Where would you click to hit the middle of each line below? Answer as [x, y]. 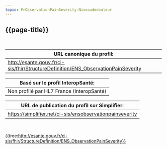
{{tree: [12, 136]
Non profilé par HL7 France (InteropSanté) [57, 91]
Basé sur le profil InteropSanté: [57, 83]
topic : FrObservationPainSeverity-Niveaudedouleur [59, 10]
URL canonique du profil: [83, 54]
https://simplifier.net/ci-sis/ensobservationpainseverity [73, 114]
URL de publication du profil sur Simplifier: [72, 106]
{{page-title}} [27, 30]
